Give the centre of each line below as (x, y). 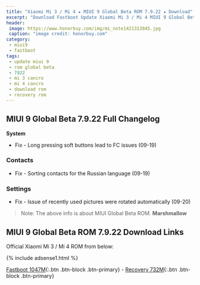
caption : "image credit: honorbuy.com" (58, 34)
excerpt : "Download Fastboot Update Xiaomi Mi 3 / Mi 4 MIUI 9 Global (96, 17)
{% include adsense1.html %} (42, 258)
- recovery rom (27, 95)
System (16, 133)
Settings (19, 188)
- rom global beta (32, 67)
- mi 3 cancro (26, 78)
